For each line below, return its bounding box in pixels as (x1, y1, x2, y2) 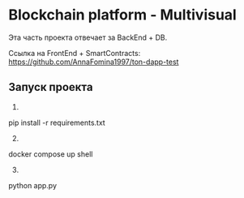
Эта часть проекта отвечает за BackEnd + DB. (8, 32, 168, 42)
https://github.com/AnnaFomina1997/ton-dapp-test (8, 57, 179, 67)
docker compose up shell (8, 148, 93, 159)
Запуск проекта (8, 80, 93, 94)
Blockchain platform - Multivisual (8, 6, 237, 24)
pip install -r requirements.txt (8, 118, 105, 127)
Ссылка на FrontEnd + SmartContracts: (8, 48, 141, 58)
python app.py (8, 180, 58, 190)
